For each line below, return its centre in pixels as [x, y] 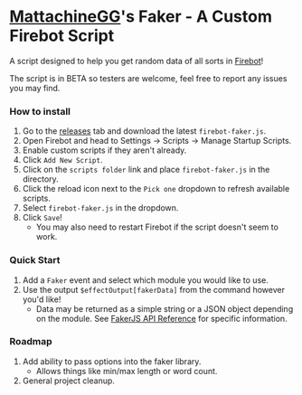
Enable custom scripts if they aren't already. [104, 150]
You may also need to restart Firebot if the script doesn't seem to [157, 227]
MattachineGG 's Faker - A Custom [141, 17]
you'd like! [42, 299]
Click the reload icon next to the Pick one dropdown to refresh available [156, 189]
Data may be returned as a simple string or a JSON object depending [165, 308]
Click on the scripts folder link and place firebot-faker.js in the [146, 170]
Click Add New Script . [62, 160]
